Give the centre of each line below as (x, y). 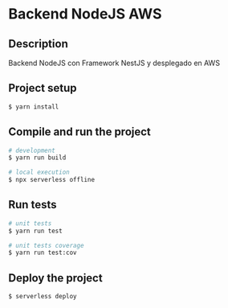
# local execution (39, 172)
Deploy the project (55, 278)
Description (38, 44)
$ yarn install (34, 107)
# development (32, 150)
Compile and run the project (79, 132)
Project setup (43, 88)
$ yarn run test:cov (43, 253)
